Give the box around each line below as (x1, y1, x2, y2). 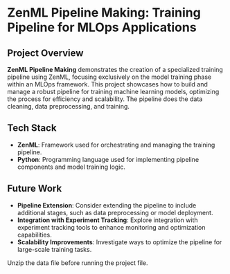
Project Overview (7, 47, 84, 59)
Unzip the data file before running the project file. (7, 258, 148, 267)
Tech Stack (7, 122, 57, 134)
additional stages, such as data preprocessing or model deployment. (17, 208, 213, 217)
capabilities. (17, 230, 52, 239)
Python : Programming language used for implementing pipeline (17, 155, 200, 163)
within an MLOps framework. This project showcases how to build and (7, 80, 208, 88)
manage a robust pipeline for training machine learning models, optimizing (7, 88, 220, 95)
